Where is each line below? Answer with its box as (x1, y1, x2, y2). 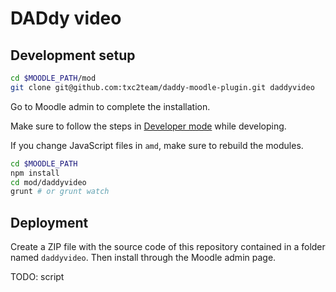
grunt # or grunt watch (10, 187, 110, 197)
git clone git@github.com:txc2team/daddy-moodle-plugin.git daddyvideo (10, 82, 315, 92)
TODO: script (10, 271, 65, 283)
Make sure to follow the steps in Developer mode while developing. (10, 120, 287, 132)
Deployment (10, 214, 89, 231)
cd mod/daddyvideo (10, 177, 87, 187)
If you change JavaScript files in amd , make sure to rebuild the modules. (10, 139, 304, 151)
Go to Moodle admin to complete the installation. (10, 100, 211, 112)
